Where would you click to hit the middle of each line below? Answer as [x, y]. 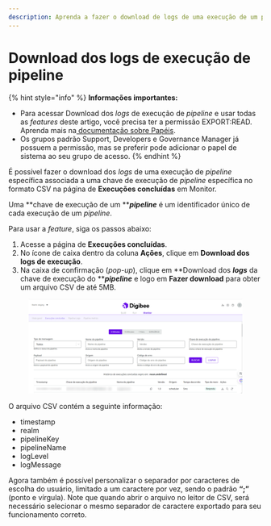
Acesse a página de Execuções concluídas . [94, 244]
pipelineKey [40, 439]
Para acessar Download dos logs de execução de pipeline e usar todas [138, 113]
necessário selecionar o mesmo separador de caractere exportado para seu [135, 506]
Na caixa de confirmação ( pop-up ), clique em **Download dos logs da [139, 269]
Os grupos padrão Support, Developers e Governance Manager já [129, 139]
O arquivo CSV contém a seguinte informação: [85, 406]
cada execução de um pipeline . [60, 213]
